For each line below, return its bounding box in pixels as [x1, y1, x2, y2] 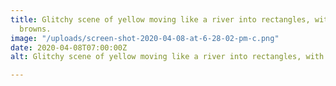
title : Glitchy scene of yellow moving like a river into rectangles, [10, 14, 311, 25]
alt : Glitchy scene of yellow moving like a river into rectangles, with [10, 52, 325, 62]
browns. [19, 24, 52, 34]
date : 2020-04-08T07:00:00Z [10, 42, 128, 53]
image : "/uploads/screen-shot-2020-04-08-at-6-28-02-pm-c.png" [10, 33, 280, 43]
